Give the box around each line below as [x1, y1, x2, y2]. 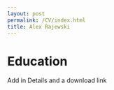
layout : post [7, 10, 45, 17]
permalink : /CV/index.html [7, 17, 86, 24]
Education [7, 53, 68, 69]
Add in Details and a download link [7, 76, 107, 84]
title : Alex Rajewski [7, 23, 71, 30]
